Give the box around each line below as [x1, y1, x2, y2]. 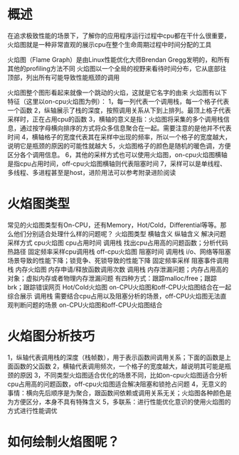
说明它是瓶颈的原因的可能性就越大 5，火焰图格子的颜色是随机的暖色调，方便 [7, 141, 231, 150]
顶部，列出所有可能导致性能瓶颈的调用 [7, 73, 119, 82]
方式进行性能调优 [7, 406, 58, 414]
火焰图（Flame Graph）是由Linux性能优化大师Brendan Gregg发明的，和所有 [7, 55, 230, 64]
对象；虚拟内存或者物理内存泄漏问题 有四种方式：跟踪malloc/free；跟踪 [7, 274, 217, 282]
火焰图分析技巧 [7, 328, 95, 345]
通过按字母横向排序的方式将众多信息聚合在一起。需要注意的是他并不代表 [19, 124, 232, 132]
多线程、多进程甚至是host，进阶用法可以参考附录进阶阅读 [7, 168, 176, 176]
